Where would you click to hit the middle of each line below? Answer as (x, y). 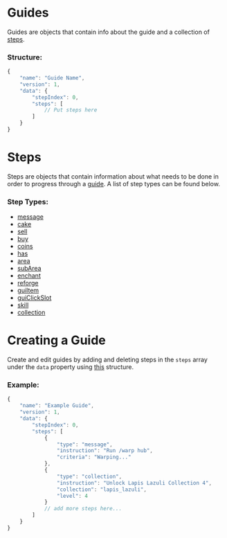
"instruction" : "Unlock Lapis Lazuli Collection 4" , (134, 483)
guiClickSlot (34, 298)
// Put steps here (71, 110)
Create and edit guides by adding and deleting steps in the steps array (107, 360)
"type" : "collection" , (89, 476)
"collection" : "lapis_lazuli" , (102, 490)
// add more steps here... (83, 509)
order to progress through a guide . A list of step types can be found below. (113, 183)
